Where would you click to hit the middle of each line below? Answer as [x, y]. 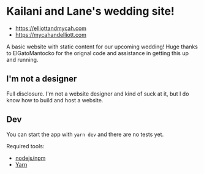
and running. [22, 59]
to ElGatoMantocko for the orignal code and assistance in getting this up [97, 53]
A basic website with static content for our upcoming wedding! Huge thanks [102, 47]
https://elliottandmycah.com [51, 28]
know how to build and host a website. [55, 100]
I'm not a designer [42, 79]
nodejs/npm [30, 158]
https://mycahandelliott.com [51, 34]
